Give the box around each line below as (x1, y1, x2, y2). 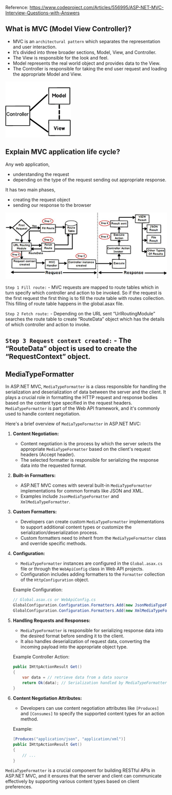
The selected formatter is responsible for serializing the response (20, 457, 159, 463)
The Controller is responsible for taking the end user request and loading (12, 65, 167, 71)
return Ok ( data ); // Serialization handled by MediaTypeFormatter (22, 680, 167, 686)
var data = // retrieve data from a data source (22, 675, 128, 680)
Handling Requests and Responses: (12, 617, 91, 623)
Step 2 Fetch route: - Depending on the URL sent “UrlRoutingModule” (5, 310, 156, 316)
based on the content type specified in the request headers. (5, 400, 132, 406)
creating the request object (12, 196, 70, 202)
